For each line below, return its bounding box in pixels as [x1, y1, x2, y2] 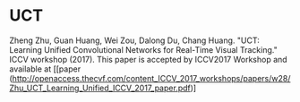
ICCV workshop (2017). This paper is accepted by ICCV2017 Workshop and [9, 54, 288, 64]
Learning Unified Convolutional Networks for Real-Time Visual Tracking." [9, 44, 278, 55]
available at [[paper [9, 64, 81, 74]
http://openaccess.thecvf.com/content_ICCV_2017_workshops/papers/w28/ [12, 72, 291, 83]
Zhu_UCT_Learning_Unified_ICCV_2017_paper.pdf [9, 82, 191, 93]
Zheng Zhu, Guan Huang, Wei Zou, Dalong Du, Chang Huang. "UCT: [9, 35, 260, 46]
